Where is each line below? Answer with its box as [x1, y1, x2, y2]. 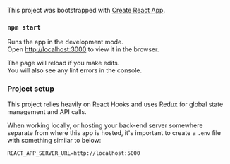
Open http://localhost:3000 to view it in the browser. [7, 45, 159, 53]
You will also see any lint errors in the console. [7, 66, 143, 75]
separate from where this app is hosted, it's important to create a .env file [7, 128, 222, 137]
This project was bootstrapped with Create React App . [7, 6, 166, 14]
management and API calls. [7, 107, 87, 115]
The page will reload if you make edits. [7, 59, 120, 68]
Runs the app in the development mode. [7, 38, 123, 46]
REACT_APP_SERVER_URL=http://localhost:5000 [7, 149, 140, 157]
